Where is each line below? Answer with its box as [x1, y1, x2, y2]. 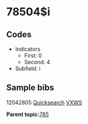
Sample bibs [6, 82, 55, 93]
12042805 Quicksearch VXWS [6, 98, 83, 106]
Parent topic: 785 [6, 111, 49, 118]
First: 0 [24, 52, 42, 59]
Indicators [15, 45, 41, 53]
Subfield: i [15, 65, 41, 72]
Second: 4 [24, 59, 50, 65]
